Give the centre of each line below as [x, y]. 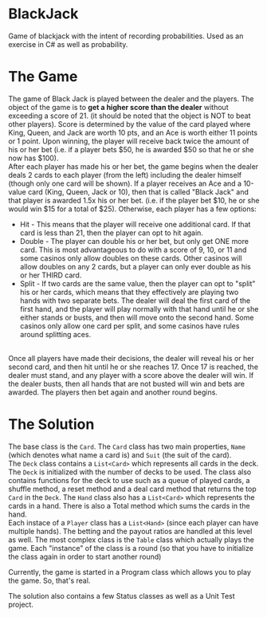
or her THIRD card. [51, 275]
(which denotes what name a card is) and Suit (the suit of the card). [120, 454]
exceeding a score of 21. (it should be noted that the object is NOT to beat [130, 116]
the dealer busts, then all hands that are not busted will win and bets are [127, 383]
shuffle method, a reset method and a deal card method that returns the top [132, 489]
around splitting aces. [55, 334]
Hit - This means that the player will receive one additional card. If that [135, 224]
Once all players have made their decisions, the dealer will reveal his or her [131, 358]
